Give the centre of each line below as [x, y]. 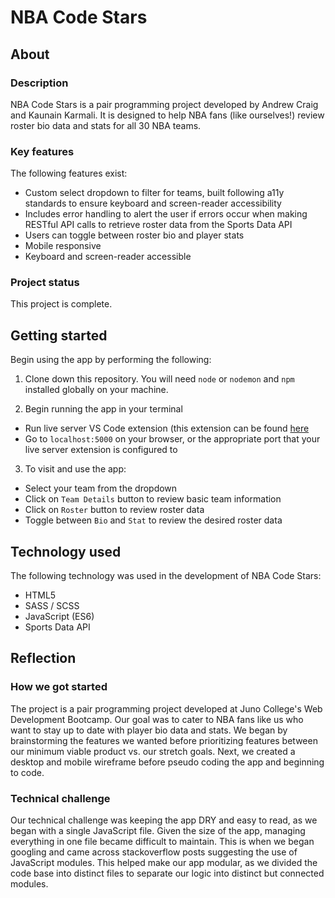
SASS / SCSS [52, 606]
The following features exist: [69, 173]
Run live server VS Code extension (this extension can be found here [167, 428]
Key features [42, 151]
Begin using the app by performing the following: [111, 360]
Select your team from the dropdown [101, 488]
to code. [27, 772]
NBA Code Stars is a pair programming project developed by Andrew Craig [164, 104]
